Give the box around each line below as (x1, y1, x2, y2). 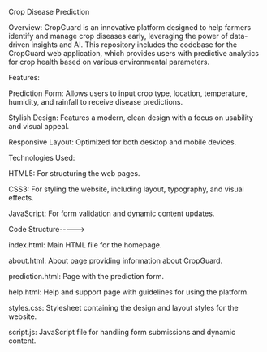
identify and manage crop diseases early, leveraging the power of (8, 32, 229, 41)
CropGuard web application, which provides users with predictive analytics (8, 49, 260, 58)
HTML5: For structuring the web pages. (8, 169, 140, 178)
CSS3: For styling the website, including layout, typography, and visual (8, 184, 245, 194)
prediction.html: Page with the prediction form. (8, 272, 165, 281)
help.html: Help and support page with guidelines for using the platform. (8, 287, 249, 297)
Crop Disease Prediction (8, 7, 90, 16)
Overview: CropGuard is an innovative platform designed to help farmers (8, 23, 252, 32)
